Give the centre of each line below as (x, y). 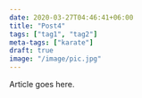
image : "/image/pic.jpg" (55, 59)
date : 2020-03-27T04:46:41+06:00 (71, 17)
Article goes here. (42, 84)
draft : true (31, 51)
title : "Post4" (38, 26)
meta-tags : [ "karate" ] (51, 42)
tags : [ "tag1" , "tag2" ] (54, 34)
